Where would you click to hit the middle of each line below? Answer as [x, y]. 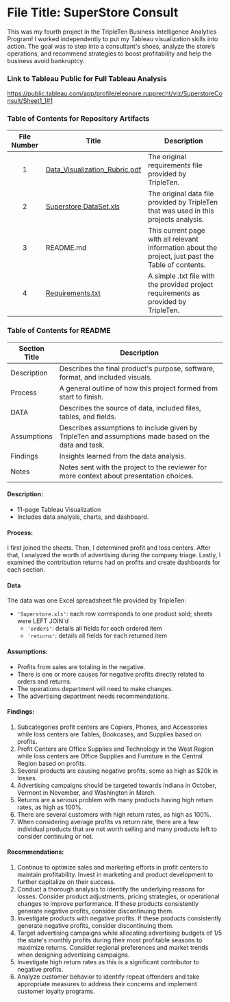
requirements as [174, 293]
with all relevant [173, 239]
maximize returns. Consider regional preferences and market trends [113, 948]
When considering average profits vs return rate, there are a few [108, 822]
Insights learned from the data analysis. [123, 456]
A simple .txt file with [182, 276]
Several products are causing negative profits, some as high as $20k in [117, 771]
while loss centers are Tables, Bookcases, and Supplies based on [109, 734]
